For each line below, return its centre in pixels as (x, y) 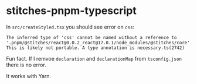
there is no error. (26, 65)
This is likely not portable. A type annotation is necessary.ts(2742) (95, 48)
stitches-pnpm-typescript (71, 11)
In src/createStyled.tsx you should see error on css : (70, 27)
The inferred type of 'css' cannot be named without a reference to (91, 37)
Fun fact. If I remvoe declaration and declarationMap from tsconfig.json (94, 58)
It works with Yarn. (29, 76)
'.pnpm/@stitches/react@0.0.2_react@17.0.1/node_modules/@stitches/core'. (99, 43)
